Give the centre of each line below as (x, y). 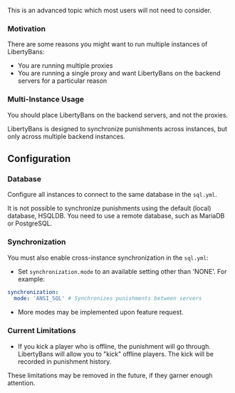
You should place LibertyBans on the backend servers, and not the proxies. (118, 115)
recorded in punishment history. (64, 361)
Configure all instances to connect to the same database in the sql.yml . (112, 195)
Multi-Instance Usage (46, 99)
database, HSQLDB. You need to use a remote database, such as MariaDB (116, 216)
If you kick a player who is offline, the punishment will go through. (114, 346)
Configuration (39, 159)
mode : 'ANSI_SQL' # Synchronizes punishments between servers (108, 299)
